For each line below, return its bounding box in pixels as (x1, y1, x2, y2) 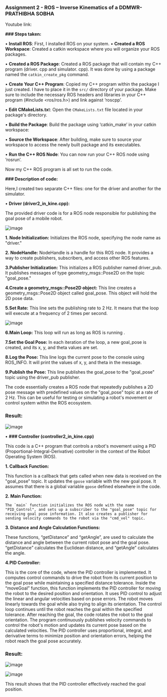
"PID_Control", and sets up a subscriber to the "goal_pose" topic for (5, 507, 157, 512)
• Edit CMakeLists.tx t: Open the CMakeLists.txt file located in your (5, 106, 143, 113)
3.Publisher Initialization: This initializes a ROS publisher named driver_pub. (5, 265, 162, 271)
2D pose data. (5, 296, 34, 301)
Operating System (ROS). (5, 453, 57, 459)
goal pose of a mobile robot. (5, 215, 63, 221)
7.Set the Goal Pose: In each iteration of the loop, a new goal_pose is (5, 339, 147, 345)
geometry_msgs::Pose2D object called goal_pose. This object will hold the (5, 290, 158, 296)
